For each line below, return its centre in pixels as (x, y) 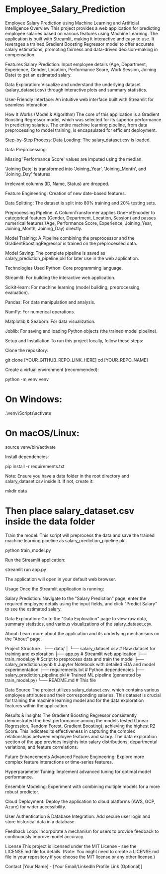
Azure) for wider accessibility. (36, 806)
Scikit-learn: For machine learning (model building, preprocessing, (73, 287)
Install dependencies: (27, 457)
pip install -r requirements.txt (35, 466)
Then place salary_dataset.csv (70, 511)
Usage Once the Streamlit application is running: (55, 588)
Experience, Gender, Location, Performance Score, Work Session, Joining (81, 69)
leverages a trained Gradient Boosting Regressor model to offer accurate (80, 44)
